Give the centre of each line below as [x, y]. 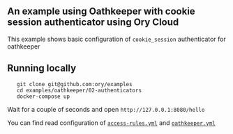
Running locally [42, 68]
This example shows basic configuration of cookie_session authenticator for [116, 39]
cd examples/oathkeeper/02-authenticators [79, 90]
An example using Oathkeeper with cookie [101, 11]
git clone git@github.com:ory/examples [74, 84]
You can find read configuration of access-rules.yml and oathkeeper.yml [112, 123]
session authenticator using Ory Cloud [93, 23]
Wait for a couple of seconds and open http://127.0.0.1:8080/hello [106, 109]
